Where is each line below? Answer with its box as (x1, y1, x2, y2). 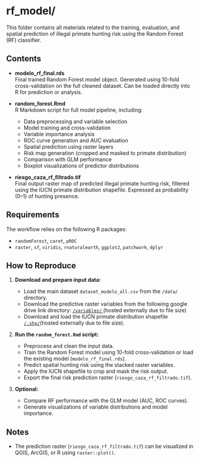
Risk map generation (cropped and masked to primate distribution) (23, 149, 187, 156)
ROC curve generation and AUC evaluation (23, 137, 129, 144)
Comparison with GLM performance (23, 156, 112, 163)
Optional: (14, 385, 39, 393)
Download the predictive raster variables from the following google (23, 300, 188, 307)
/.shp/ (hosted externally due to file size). (23, 319, 125, 326)
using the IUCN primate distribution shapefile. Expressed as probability (14, 186, 189, 193)
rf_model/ (6, 4, 56, 18)
